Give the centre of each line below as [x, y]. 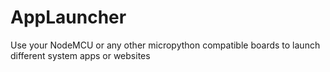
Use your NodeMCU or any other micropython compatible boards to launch [165, 45]
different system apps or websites [80, 55]
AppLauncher [68, 17]
